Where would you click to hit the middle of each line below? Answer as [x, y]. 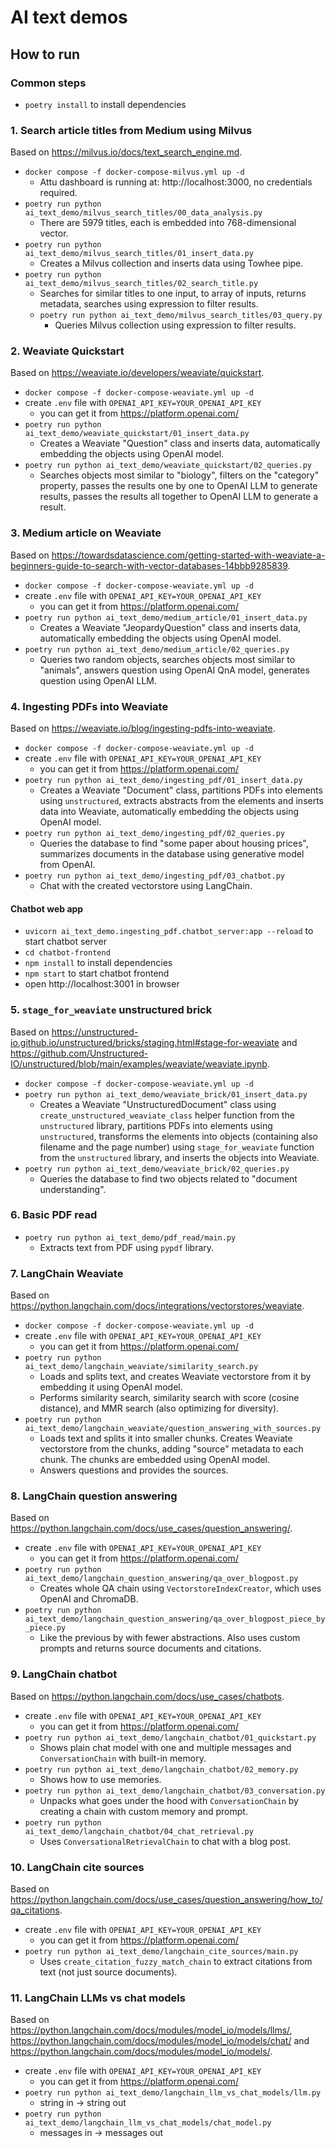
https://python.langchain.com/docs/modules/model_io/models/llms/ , [151, 2030]
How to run [45, 54]
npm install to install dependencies [98, 963]
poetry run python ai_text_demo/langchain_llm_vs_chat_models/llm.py [173, 2093]
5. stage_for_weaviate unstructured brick [111, 1010]
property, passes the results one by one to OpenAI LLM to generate [178, 486]
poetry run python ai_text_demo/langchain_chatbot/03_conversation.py [175, 1791]
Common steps [48, 83]
